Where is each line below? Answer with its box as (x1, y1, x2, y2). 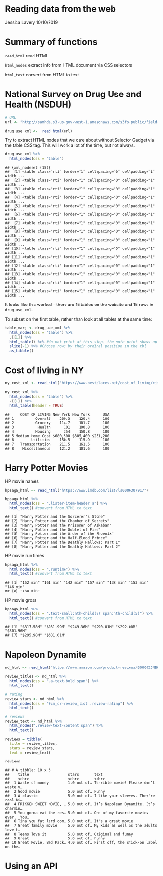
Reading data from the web (5, 3, 116, 15)
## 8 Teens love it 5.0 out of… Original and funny (5, 832, 133, 837)
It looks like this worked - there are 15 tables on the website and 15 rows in (5, 302, 154, 307)
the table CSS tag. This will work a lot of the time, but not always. (5, 142, 135, 148)
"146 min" (5, 584, 25, 589)
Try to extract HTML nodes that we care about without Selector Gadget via (5, 137, 154, 143)
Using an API (5, 861, 58, 872)
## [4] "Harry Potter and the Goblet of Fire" (5, 527, 101, 532)
